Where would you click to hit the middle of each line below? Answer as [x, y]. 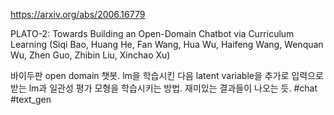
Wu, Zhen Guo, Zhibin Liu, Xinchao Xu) [90, 55]
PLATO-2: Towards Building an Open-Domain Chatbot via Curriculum [152, 33]
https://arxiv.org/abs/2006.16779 [78, 14]
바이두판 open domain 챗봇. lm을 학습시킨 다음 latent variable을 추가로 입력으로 [167, 75]
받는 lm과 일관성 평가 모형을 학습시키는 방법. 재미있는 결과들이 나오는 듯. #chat [164, 88]
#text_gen [31, 99]
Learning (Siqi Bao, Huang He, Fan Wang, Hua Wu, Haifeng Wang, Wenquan [167, 44]
